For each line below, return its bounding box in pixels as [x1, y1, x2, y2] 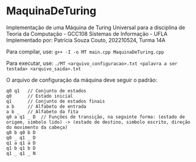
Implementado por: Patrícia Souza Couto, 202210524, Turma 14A [6, 36, 166, 43]
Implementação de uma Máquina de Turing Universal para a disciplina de [6, 24, 186, 31]
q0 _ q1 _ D [6, 135, 36, 141]
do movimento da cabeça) [6, 124, 68, 130]
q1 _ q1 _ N [6, 150, 36, 156]
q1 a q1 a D [6, 140, 36, 146]
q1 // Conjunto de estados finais [6, 98, 105, 104]
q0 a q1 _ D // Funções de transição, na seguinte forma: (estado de [6, 114, 185, 120]
